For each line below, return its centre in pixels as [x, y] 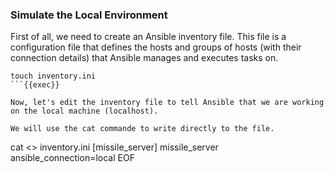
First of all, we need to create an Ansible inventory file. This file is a [148, 37]
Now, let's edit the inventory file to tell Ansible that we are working [167, 103]
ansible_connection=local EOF [72, 158]
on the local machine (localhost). [84, 111]
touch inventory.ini [53, 76]
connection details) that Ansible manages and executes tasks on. [144, 58]
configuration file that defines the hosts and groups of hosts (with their [156, 47]
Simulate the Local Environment [89, 15]
